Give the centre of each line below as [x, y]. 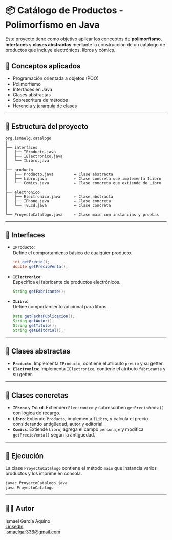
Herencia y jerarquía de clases [45, 106]
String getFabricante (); [39, 292]
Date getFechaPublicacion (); [44, 316]
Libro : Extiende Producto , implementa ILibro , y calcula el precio [80, 419]
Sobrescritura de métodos [40, 100]
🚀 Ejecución [25, 456]
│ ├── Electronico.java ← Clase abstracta [59, 196]
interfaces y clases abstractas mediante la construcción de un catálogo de [85, 44]
